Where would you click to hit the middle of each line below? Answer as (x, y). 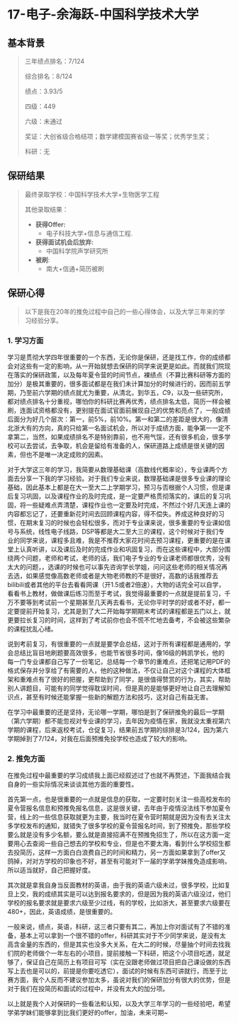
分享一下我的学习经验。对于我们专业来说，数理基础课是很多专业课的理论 (125, 478)
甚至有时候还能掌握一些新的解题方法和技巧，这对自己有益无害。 (119, 697)
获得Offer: (50, 224)
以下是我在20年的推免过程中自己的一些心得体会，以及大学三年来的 (122, 312)
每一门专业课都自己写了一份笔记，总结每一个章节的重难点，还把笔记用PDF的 (119, 661)
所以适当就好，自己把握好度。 (51, 870)
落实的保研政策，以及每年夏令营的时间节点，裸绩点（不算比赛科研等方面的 (122, 375)
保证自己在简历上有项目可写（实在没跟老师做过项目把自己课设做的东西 (128, 962)
